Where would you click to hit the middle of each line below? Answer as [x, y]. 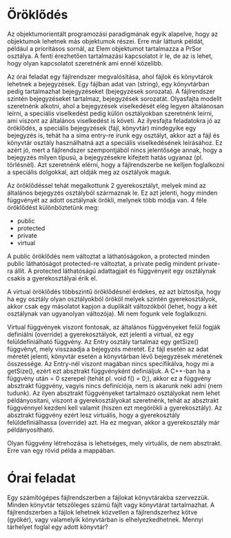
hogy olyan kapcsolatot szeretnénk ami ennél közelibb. [85, 63]
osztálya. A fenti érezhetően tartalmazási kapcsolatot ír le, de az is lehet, [110, 56]
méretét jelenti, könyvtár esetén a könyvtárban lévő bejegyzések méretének [115, 356]
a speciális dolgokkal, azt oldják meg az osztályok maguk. [89, 172]
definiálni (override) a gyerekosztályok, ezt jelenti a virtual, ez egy [101, 334]
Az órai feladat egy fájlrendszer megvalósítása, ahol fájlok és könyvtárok [110, 77]
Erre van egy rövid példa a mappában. [61, 450]
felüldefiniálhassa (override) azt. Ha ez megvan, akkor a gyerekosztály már [113, 422]
